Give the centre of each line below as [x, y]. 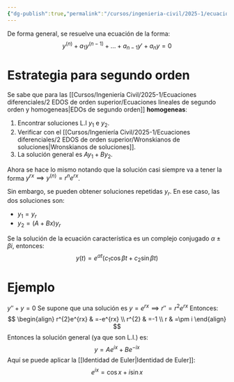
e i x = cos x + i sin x [117, 372]
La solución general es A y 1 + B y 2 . [65, 155]
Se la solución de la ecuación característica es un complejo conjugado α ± [114, 238]
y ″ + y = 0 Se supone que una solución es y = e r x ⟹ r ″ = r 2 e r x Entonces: [113, 307]
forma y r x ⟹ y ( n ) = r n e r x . [44, 177]
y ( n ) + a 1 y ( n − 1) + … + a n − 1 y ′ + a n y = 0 [117, 46]
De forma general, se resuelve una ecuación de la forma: [89, 33]
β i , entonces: [26, 245]
